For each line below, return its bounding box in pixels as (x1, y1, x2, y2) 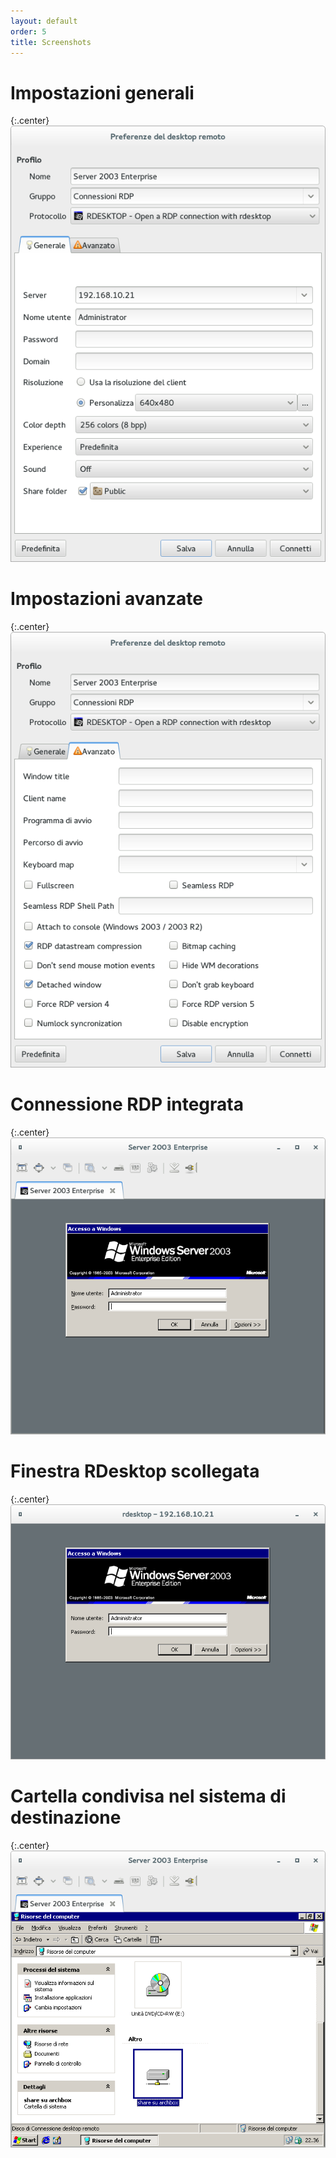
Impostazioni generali (10, 81, 195, 104)
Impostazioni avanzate (10, 587, 203, 610)
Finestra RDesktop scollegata (10, 1460, 260, 1483)
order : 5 (10, 26, 47, 37)
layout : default (10, 16, 78, 26)
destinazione (10, 1806, 122, 1829)
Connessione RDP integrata (10, 1093, 244, 1116)
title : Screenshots (10, 37, 92, 47)
